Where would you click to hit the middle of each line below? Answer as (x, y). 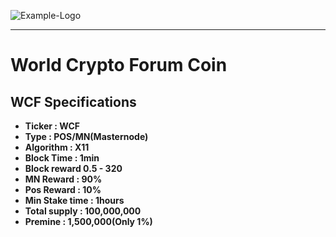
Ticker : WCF (52, 126)
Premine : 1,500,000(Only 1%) (88, 221)
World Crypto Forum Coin (119, 65)
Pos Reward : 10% (63, 189)
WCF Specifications (73, 101)
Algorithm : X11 (57, 147)
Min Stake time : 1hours (74, 200)
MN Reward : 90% (63, 179)
